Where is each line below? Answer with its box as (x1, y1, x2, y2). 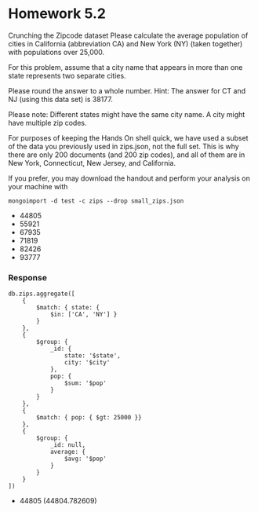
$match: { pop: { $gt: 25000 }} (36, 414, 143, 422)
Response (8, 272, 47, 283)
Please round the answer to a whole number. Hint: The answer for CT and (8, 86, 246, 95)
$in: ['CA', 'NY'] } (49, 311, 118, 319)
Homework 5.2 (8, 5, 107, 23)
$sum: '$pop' (64, 379, 107, 387)
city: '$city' (64, 359, 111, 367)
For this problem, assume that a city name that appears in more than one (8, 62, 243, 71)
